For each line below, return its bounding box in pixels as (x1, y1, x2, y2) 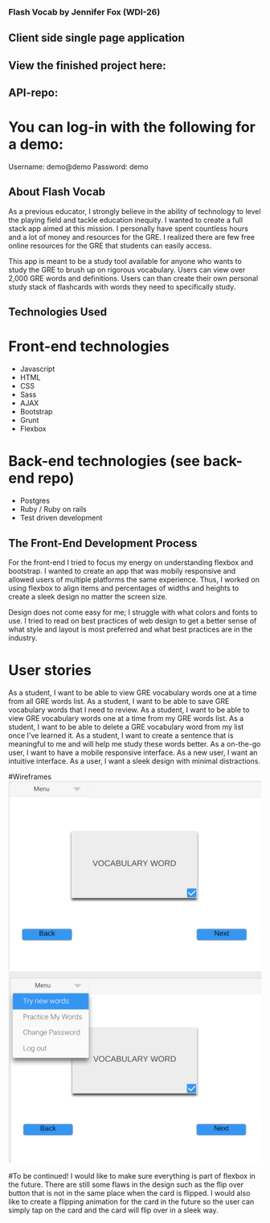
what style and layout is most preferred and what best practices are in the (8, 624, 253, 634)
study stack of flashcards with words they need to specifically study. (8, 282, 236, 291)
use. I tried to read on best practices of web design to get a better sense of (8, 616, 257, 625)
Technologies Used (8, 305, 107, 319)
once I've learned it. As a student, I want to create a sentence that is (8, 731, 234, 740)
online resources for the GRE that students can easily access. (8, 241, 212, 250)
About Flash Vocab (8, 185, 106, 199)
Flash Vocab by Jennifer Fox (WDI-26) (8, 6, 161, 18)
